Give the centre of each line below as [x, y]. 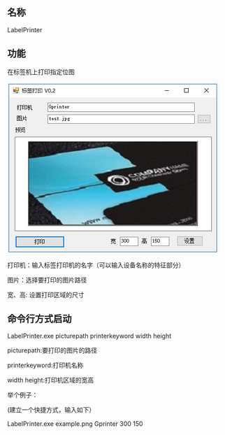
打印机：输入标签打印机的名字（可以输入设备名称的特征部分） [96, 265]
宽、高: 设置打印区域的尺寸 [46, 294]
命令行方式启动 [39, 319]
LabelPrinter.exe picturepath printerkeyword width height [89, 336]
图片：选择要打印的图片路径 [47, 280]
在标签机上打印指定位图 [41, 71]
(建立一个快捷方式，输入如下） [51, 410]
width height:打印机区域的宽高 [51, 380]
